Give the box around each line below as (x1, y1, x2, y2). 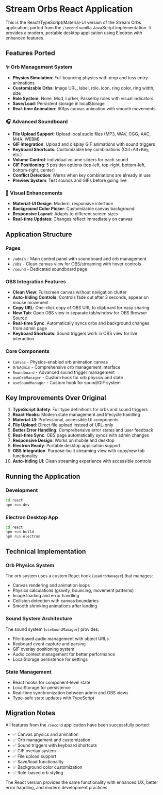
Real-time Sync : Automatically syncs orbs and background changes (12, 320, 150, 326)
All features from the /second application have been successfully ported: (5, 722, 150, 727)
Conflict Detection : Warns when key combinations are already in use (12, 172, 151, 178)
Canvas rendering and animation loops (12, 582, 90, 588)
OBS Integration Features (5, 278, 66, 285)
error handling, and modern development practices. (5, 784, 109, 790)
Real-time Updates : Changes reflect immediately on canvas (12, 216, 133, 222)
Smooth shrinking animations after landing (12, 603, 98, 609)
